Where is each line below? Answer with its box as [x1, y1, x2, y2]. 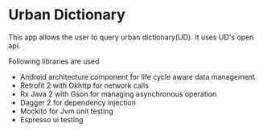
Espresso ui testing [19, 114, 84, 124]
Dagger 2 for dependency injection [19, 97, 137, 107]
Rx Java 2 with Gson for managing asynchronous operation [19, 89, 217, 98]
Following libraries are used [8, 56, 100, 66]
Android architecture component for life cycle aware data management [19, 72, 255, 81]
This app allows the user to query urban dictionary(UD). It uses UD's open [8, 32, 254, 42]
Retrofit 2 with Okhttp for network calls [19, 80, 149, 90]
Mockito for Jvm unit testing [19, 106, 114, 116]
